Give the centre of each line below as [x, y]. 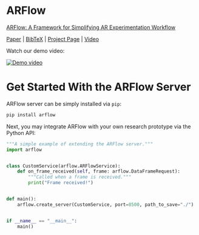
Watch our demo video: [35, 51]
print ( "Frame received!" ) [61, 183]
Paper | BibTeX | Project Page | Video [52, 39]
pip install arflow [31, 115]
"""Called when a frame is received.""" [80, 177]
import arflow [24, 150]
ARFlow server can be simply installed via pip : [64, 104]
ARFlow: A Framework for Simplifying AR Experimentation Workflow [91, 27]
